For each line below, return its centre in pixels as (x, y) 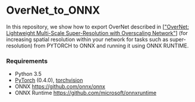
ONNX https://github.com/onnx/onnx (60, 87)
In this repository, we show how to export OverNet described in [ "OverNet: (97, 27)
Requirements (27, 61)
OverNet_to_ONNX (53, 10)
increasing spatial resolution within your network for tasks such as (87, 39)
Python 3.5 (28, 74)
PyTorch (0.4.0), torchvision (49, 80)
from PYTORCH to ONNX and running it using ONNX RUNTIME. (111, 46)
